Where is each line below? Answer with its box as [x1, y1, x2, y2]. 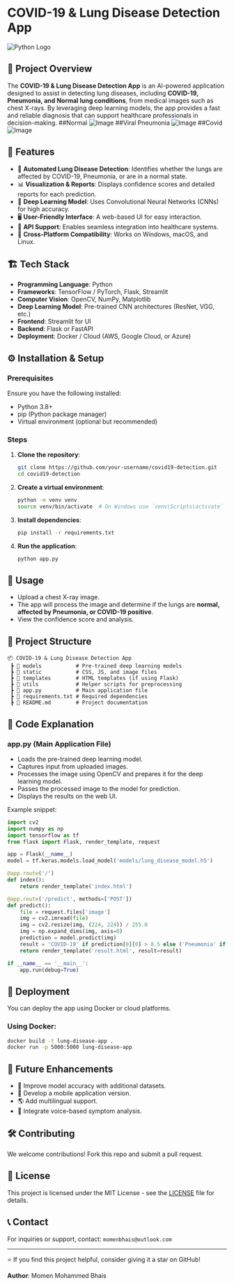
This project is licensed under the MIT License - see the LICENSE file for [7, 1188, 214, 1196]
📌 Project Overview [7, 63, 93, 75]
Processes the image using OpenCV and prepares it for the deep [17, 769, 203, 778]
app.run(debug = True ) [19, 967, 79, 974]
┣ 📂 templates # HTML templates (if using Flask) [10, 675, 179, 682]
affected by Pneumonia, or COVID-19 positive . [17, 608, 154, 616]
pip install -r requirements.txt [17, 529, 115, 536]
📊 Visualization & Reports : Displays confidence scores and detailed [17, 180, 215, 188]
